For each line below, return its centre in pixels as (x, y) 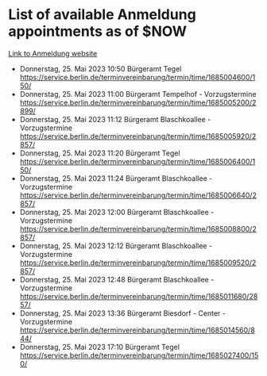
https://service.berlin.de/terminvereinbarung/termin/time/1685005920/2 (138, 136)
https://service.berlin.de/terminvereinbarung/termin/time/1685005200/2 (138, 102)
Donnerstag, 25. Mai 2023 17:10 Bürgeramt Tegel (100, 347)
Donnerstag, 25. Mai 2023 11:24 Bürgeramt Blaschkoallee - (116, 178)
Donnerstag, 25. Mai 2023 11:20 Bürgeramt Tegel (100, 153)
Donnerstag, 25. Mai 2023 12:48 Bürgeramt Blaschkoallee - (117, 279)
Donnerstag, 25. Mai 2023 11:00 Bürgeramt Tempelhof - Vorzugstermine (138, 94)
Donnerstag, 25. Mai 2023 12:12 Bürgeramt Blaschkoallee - (116, 246)
